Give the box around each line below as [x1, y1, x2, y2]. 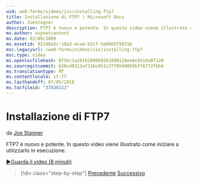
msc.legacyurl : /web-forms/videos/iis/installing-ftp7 [6, 47, 143, 53]
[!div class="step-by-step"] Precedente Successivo [20, 169, 145, 176]
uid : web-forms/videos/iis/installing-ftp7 [6, 8, 114, 15]
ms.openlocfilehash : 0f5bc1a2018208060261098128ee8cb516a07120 [6, 57, 164, 63]
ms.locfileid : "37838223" [6, 85, 69, 91]
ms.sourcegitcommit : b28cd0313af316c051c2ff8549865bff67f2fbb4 [6, 63, 164, 69]
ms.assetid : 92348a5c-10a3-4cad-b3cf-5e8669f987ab [6, 42, 133, 47]
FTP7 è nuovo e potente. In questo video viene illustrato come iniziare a [6, 140, 179, 147]
